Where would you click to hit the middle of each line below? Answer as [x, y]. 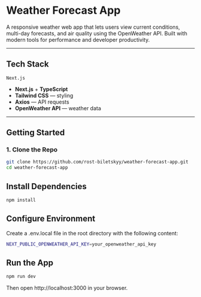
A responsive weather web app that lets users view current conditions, [93, 27]
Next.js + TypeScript [41, 89]
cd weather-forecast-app [37, 168]
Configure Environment [51, 219]
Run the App [30, 263]
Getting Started [36, 133]
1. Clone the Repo [32, 150]
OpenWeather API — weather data [58, 108]
